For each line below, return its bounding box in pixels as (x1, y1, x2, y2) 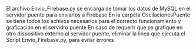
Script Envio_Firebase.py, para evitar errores (6, 37, 114, 43)
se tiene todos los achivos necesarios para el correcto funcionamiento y (6, 18, 181, 24)
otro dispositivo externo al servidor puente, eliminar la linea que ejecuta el (6, 30, 185, 37)
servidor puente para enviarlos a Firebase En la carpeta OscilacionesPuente (6, 11, 190, 18)
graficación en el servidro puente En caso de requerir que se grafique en (6, 24, 183, 31)
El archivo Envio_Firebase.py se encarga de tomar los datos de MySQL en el (6, 5, 191, 12)
